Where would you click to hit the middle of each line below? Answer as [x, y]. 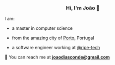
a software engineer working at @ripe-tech [56, 48]
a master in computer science [42, 28]
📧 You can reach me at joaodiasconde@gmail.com [57, 57]
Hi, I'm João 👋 [83, 8]
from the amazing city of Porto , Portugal [53, 38]
